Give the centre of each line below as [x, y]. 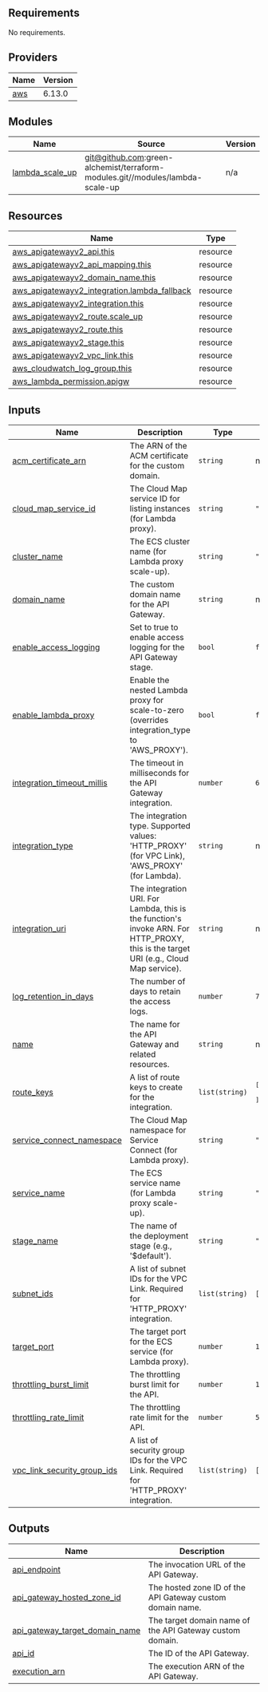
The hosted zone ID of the [197, 1587]
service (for [152, 1352]
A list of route [155, 1077]
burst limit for [154, 1385]
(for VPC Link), [158, 856]
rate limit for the [159, 1417]
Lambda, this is [158, 909]
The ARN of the [158, 446]
